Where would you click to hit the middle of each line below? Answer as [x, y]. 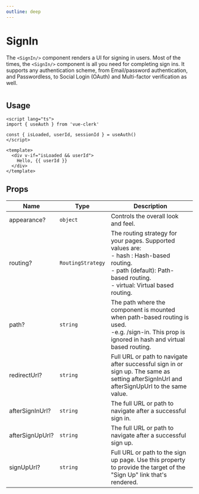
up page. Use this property [148, 460]
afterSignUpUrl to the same [149, 386]
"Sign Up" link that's [139, 474]
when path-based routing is [150, 317]
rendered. [124, 482]
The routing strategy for [144, 233]
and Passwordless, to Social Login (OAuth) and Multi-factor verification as [97, 76]
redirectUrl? [26, 375]
